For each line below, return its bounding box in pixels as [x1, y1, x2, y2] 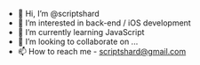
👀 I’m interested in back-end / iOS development [17, 18, 191, 28]
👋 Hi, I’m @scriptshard [17, 9, 100, 18]
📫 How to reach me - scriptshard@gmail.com [17, 47, 187, 56]
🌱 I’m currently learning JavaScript [17, 27, 145, 37]
